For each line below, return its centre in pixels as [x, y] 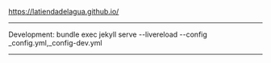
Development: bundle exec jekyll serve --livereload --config [108, 34]
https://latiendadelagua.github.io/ [64, 12]
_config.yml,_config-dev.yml [55, 43]
